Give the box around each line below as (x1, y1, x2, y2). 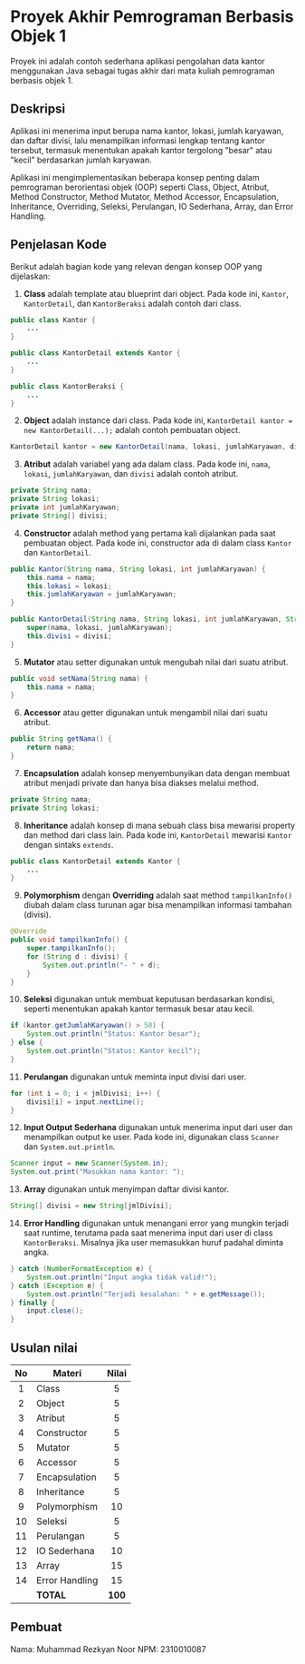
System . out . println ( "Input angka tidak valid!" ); (26, 1273, 218, 1282)
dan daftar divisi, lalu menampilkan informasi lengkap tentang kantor (10, 134, 265, 146)
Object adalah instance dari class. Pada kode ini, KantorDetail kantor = (23, 415, 293, 426)
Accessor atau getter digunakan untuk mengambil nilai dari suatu (23, 707, 268, 718)
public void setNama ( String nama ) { (10, 674, 148, 683)
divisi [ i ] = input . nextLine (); (26, 1097, 145, 1107)
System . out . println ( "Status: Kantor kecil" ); (26, 1047, 202, 1056)
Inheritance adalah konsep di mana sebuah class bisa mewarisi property (23, 820, 296, 831)
